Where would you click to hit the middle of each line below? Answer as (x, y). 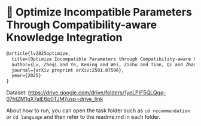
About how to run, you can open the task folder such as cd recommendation (98, 110)
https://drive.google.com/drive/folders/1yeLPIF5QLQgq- (97, 93)
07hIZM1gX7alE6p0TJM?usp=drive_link (55, 99)
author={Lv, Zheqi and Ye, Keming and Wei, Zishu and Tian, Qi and (98, 64)
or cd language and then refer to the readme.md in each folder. (83, 117)
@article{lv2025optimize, (38, 53)
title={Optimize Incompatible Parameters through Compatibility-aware (101, 59)
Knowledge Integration (64, 38)
